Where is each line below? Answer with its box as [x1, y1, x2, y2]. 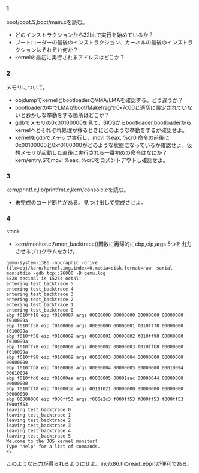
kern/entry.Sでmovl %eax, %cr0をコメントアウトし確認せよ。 [14, 156, 168, 163]
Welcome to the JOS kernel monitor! [6, 438, 98, 445]
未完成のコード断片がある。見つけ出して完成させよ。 [14, 199, 147, 206]
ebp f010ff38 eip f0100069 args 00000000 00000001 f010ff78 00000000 [6, 323, 184, 329]
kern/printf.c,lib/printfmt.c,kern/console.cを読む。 [6, 186, 129, 193]
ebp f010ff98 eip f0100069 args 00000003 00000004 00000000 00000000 [6, 354, 184, 361]
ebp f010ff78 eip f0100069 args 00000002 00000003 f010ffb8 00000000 [6, 344, 184, 350]
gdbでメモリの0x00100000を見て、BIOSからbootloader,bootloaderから [14, 119, 192, 126]
